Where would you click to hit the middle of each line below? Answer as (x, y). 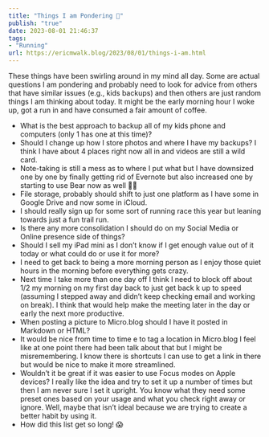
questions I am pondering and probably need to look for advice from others (133, 84)
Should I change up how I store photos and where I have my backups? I (138, 143)
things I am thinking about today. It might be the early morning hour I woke (132, 102)
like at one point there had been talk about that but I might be (121, 347)
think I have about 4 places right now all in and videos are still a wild (132, 151)
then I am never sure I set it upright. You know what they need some (132, 390)
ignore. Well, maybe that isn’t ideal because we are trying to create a (133, 407)
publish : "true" (35, 23)
